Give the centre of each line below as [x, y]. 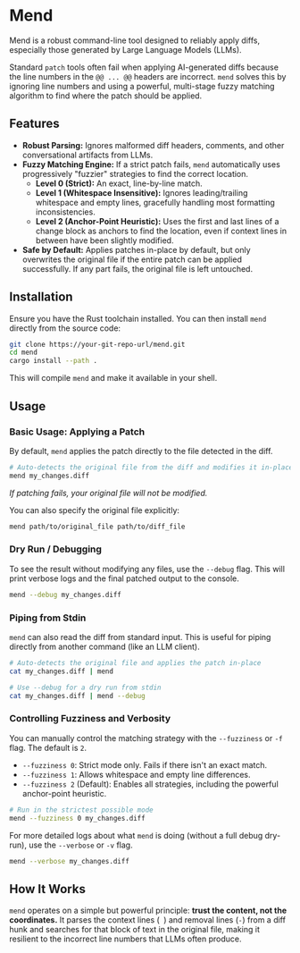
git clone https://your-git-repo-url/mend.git [97, 344]
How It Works [48, 889]
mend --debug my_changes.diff [66, 595]
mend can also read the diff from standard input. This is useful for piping [140, 637]
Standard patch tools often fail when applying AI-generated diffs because [144, 67]
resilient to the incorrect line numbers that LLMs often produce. [126, 939]
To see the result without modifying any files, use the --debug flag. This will [147, 569]
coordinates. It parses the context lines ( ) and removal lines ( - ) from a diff [147, 920]
